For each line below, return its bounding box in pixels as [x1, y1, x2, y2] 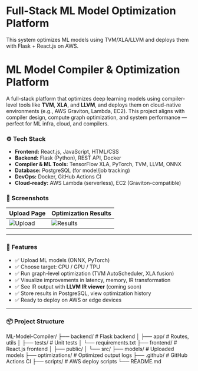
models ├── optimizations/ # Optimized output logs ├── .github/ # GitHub [6, 352, 188, 359]
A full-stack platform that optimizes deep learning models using [6, 95, 161, 102]
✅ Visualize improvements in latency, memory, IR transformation [14, 276, 171, 283]
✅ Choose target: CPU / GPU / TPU [14, 263, 100, 270]
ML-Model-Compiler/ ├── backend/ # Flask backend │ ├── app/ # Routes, [6, 333, 190, 340]
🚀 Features [6, 243, 38, 251]
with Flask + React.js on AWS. [6, 42, 78, 49]
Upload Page [9, 209, 46, 217]
